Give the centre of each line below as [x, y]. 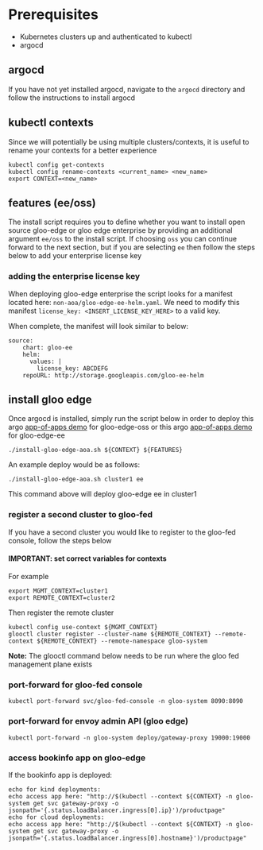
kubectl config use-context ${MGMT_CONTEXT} [83, 627]
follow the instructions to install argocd [72, 98]
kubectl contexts [51, 123]
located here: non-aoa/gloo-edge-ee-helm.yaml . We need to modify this [124, 302]
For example [29, 576]
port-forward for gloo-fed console [75, 685]
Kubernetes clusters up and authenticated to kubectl [106, 37]
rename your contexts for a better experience [83, 150]
